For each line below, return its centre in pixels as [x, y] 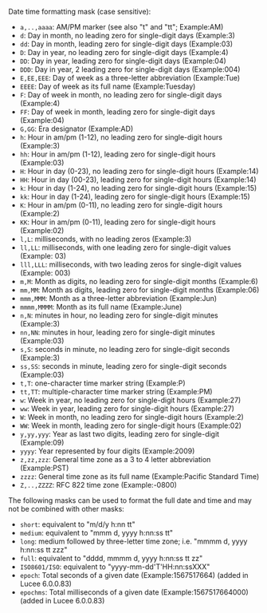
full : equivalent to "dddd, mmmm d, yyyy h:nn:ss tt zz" [111, 558]
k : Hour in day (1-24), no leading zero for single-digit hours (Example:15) [138, 188]
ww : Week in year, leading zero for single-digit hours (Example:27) [127, 409]
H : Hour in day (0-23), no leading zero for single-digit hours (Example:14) [139, 171]
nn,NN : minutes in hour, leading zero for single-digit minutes [117, 332]
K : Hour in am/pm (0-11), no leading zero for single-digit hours [121, 205]
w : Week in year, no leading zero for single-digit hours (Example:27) [130, 400]
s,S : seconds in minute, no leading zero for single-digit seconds [125, 349]
